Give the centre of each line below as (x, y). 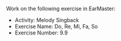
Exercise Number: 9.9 (41, 33)
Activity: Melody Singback (47, 20)
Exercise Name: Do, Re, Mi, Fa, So (56, 26)
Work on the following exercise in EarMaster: (61, 9)
